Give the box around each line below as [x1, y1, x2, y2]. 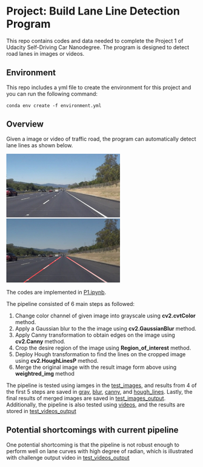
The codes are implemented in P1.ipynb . [6, 289, 107, 296]
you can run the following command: [6, 90, 98, 98]
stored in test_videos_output [6, 408, 77, 415]
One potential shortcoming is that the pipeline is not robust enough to [6, 441, 180, 448]
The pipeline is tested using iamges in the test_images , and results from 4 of [6, 382, 197, 389]
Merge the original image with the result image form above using [15, 363, 177, 371]
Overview [6, 119, 44, 130]
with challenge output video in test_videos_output [6, 454, 130, 461]
